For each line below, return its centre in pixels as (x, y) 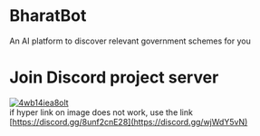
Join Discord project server (114, 78)
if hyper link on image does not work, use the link (101, 112)
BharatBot (48, 16)
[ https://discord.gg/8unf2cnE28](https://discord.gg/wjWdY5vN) (129, 121)
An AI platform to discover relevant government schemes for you (130, 41)
